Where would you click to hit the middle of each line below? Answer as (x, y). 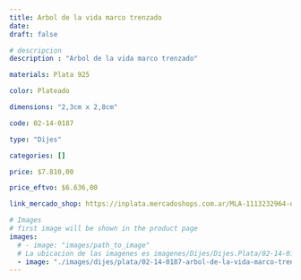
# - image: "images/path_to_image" (84, 245)
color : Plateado (39, 91)
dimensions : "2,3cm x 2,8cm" (64, 107)
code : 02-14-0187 (42, 123)
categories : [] (38, 156)
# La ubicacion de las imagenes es (84, 253)
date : (19, 26)
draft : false (34, 34)
